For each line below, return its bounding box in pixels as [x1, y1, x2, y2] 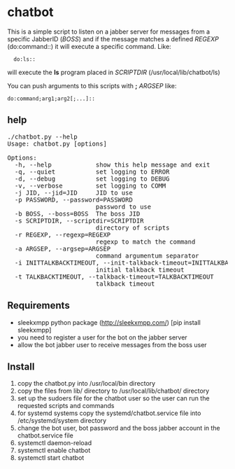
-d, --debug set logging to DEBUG [14, 174, 170, 183]
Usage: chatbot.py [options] [7, 139, 107, 148]
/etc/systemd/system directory [17, 416, 107, 425]
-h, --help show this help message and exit [14, 160, 211, 169]
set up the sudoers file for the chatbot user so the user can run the [17, 394, 210, 402]
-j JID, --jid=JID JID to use [14, 188, 133, 197]
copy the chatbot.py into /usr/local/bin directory [17, 379, 156, 388]
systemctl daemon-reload [17, 439, 92, 447]
